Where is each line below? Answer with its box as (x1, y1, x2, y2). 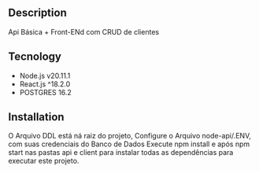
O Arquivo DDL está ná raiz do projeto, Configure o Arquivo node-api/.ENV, (8, 131, 252, 141)
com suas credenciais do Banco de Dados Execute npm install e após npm (8, 139, 250, 149)
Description (8, 6, 67, 20)
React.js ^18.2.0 (19, 79, 71, 89)
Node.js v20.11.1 (19, 71, 71, 80)
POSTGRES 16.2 (19, 87, 72, 97)
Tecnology (8, 50, 61, 64)
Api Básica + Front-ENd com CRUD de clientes (8, 27, 160, 36)
